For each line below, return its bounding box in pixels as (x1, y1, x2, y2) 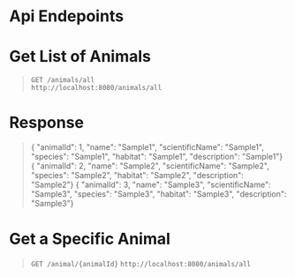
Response (9, 113, 85, 133)
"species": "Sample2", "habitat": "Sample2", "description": (30, 170, 245, 181)
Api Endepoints (9, 6, 125, 26)
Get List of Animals (9, 47, 152, 67)
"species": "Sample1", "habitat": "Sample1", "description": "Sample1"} (30, 152, 284, 162)
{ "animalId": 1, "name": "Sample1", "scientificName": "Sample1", (30, 142, 265, 153)
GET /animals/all (30, 76, 95, 85)
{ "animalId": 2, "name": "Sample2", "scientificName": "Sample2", (30, 161, 269, 171)
